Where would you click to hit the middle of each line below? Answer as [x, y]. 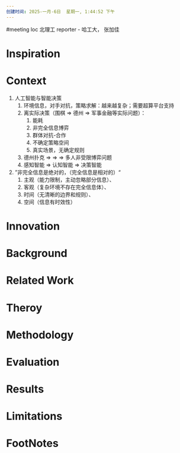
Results [25, 389]
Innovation [33, 226]
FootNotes [33, 444]
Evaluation [33, 362]
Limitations [34, 416]
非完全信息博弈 [51, 128]
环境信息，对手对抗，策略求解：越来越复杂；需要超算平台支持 [99, 105]
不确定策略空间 [51, 142]
